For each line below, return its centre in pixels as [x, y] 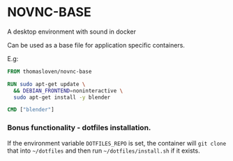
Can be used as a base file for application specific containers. [96, 45]
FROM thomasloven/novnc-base [50, 71]
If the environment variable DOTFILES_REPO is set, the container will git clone [117, 143]
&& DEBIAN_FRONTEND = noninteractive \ [68, 91]
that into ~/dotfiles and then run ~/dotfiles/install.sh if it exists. [104, 150]
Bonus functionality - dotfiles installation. [79, 128]
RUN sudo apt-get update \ [46, 84]
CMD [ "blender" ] [31, 110]
